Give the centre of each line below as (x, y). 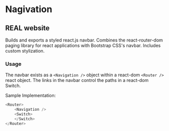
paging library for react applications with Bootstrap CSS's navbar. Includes (83, 46)
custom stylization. (25, 51)
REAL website (27, 28)
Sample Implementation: (31, 96)
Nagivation (29, 9)
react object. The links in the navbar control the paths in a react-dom (77, 80)
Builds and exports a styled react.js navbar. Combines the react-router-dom (84, 40)
